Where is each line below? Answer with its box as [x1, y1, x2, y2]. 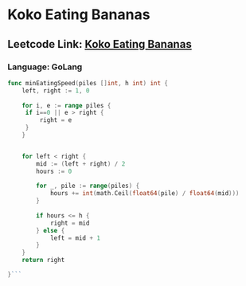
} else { [36, 226, 65, 234]
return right [21, 257, 65, 264]
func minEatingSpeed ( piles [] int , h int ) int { [7, 79, 169, 87]
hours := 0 [36, 167, 72, 175]
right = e [39, 116, 72, 124]
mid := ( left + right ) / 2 [36, 159, 126, 168]
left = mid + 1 [49, 233, 101, 242]
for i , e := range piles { [21, 101, 111, 109]
